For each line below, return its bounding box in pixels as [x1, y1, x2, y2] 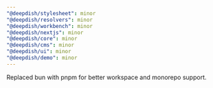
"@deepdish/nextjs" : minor [6, 29, 84, 36]
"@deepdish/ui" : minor [6, 48, 71, 55]
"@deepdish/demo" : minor [6, 55, 78, 61]
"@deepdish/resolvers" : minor [6, 16, 93, 23]
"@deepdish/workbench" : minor [6, 23, 93, 29]
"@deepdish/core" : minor [6, 35, 78, 42]
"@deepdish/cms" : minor [6, 42, 75, 48]
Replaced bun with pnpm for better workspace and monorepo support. [6, 73, 207, 81]
